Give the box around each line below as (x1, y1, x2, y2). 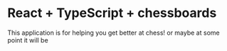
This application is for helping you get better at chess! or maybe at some (7, 28, 220, 37)
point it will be (7, 35, 48, 44)
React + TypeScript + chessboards (7, 5, 217, 21)
